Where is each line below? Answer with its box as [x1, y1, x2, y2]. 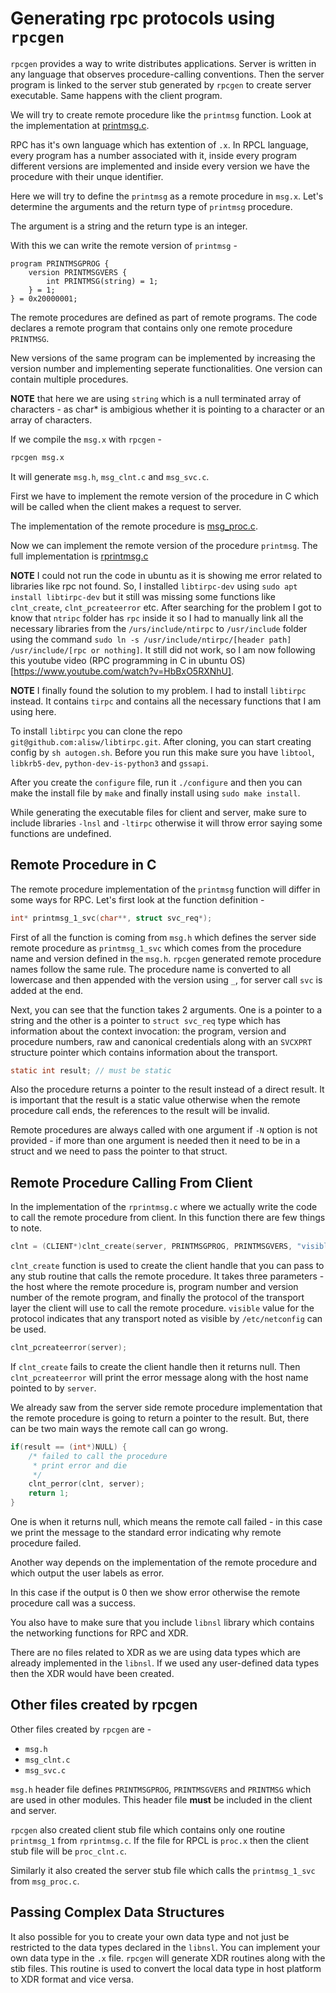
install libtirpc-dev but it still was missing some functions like [10, 590, 276, 602]
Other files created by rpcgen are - [10, 1723, 152, 1735]
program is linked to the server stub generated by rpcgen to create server [10, 78, 312, 91]
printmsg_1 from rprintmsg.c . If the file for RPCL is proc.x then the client [10, 1834, 309, 1846]
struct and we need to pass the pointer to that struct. [10, 1145, 228, 1157]
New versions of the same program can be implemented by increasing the [10, 352, 316, 364]
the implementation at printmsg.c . [10, 119, 150, 131]
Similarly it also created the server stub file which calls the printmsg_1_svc [10, 1864, 316, 1876]
